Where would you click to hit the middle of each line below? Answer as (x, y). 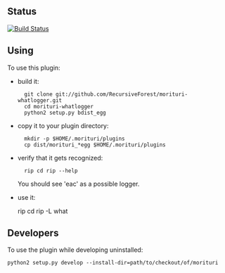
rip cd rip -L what (43, 211)
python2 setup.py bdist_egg (65, 113)
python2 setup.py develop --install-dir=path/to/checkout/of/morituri (113, 263)
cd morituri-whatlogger (59, 106)
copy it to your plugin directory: (63, 125)
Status (22, 12)
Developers (33, 233)
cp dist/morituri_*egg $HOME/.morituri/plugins (95, 145)
